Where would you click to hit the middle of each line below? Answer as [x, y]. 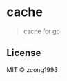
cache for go [41, 31]
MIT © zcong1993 [32, 69]
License [24, 53]
